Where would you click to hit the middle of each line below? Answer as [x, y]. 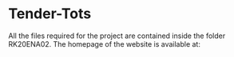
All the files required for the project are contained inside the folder [117, 36]
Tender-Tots [50, 14]
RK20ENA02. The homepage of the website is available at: [105, 44]
